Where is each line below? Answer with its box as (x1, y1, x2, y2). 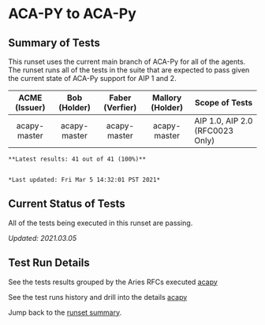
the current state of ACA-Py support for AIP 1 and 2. (8, 74, 177, 83)
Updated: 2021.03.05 (8, 233, 77, 242)
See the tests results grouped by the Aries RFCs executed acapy (8, 277, 218, 286)
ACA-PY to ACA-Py (8, 5, 136, 23)
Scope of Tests (194, 98, 253, 108)
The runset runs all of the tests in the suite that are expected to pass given (8, 65, 250, 75)
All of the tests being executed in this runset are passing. (8, 218, 193, 227)
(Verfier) (103, 102, 137, 113)
